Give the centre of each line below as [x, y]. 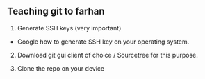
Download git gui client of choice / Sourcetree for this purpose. [107, 55]
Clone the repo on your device [61, 68]
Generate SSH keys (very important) [69, 28]
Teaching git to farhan [56, 11]
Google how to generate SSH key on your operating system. [103, 42]
